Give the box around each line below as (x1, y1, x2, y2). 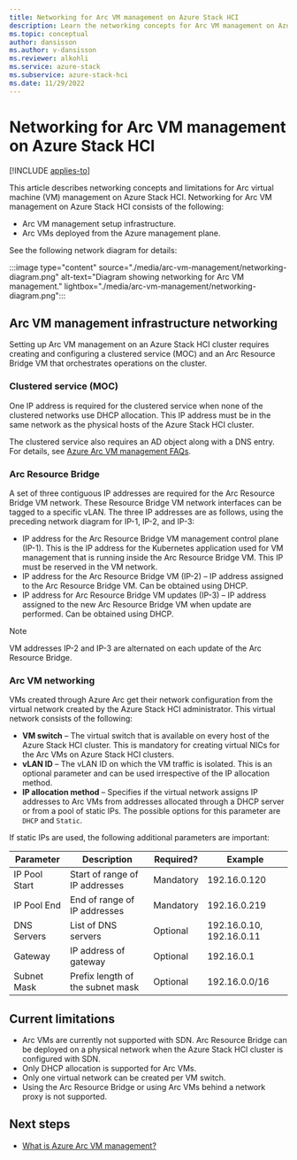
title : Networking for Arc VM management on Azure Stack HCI (9, 12, 240, 22)
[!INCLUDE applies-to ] (9, 165, 91, 175)
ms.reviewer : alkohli (9, 54, 89, 63)
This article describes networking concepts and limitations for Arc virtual (9, 182, 274, 193)
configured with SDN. (21, 1054, 101, 1064)
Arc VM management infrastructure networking (9, 315, 278, 330)
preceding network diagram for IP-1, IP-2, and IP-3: (9, 515, 195, 527)
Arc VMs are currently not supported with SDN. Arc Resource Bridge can (21, 1035, 287, 1046)
